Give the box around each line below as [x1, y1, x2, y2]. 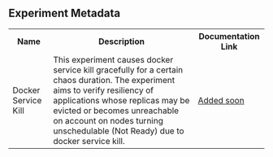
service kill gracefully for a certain [53, 64, 184, 76]
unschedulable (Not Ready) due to [53, 125, 184, 137]
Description [98, 36, 145, 47]
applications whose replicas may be [53, 94, 190, 106]
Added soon [197, 94, 245, 106]
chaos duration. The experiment [53, 74, 175, 85]
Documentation [198, 30, 260, 41]
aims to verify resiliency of [53, 85, 154, 96]
